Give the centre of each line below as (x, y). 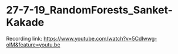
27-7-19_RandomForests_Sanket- (90, 10)
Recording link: (24, 38)
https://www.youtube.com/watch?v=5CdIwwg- (100, 38)
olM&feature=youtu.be (33, 45)
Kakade (25, 22)
